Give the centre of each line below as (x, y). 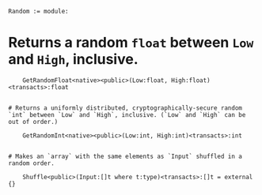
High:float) (191, 80)
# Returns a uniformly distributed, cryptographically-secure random (125, 108)
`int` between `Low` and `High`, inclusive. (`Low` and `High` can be (127, 114)
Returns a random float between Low (131, 43)
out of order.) (33, 122)
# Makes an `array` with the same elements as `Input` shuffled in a (125, 156)
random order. (32, 163)
